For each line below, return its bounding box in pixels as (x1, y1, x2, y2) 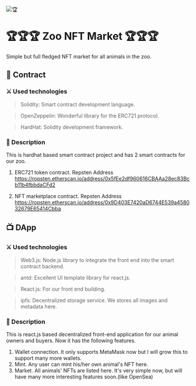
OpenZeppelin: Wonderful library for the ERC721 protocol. (20, 112, 159, 119)
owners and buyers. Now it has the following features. (6, 337, 136, 344)
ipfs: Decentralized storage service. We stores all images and (20, 297, 168, 304)
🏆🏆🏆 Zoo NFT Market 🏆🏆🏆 (6, 30, 159, 43)
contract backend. (20, 263, 65, 270)
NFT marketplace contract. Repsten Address (14, 192, 122, 199)
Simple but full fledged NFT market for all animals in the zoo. (6, 53, 152, 60)
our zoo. (6, 157, 26, 164)
